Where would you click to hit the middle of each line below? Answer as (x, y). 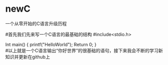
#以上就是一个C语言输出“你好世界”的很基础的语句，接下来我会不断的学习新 (84, 50)
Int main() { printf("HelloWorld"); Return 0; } (51, 44)
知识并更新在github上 (28, 57)
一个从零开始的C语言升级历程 (36, 23)
